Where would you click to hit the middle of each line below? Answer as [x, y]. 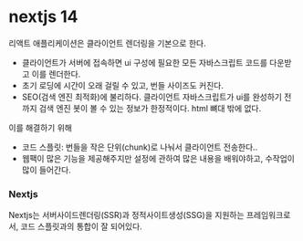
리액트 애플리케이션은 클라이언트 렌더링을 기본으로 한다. [107, 43]
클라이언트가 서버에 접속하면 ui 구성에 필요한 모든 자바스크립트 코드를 [145, 62]
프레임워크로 [268, 215]
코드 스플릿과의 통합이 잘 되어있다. [81, 226]
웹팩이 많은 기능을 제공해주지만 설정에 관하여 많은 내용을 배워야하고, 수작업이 [158, 158]
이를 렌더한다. [56, 74]
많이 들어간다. [47, 170]
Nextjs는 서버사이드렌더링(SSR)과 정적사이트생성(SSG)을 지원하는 [126, 215]
